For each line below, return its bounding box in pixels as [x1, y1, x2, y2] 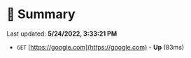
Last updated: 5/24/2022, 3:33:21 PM [6, 29, 117, 38]
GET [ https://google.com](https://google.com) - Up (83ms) [16, 43, 185, 51]
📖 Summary [6, 6, 76, 22]
